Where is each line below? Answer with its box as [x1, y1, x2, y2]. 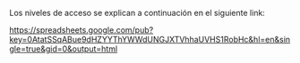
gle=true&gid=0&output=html [9, 43, 118, 54]
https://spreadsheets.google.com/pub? [9, 25, 154, 35]
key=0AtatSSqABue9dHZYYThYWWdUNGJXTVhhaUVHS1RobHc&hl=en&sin [9, 35, 291, 44]
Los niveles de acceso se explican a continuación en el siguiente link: [9, 8, 266, 18]
